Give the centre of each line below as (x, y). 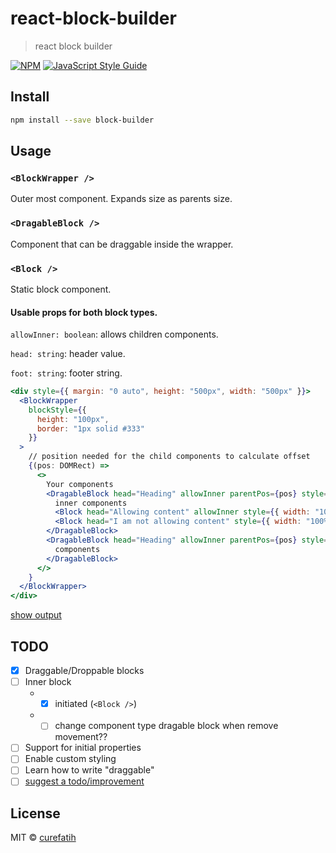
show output (36, 615)
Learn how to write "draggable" (89, 770)
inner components (91, 503)
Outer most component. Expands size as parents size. (121, 199)
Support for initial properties (83, 748)
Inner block (48, 682)
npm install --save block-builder (82, 120)
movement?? (81, 737)
